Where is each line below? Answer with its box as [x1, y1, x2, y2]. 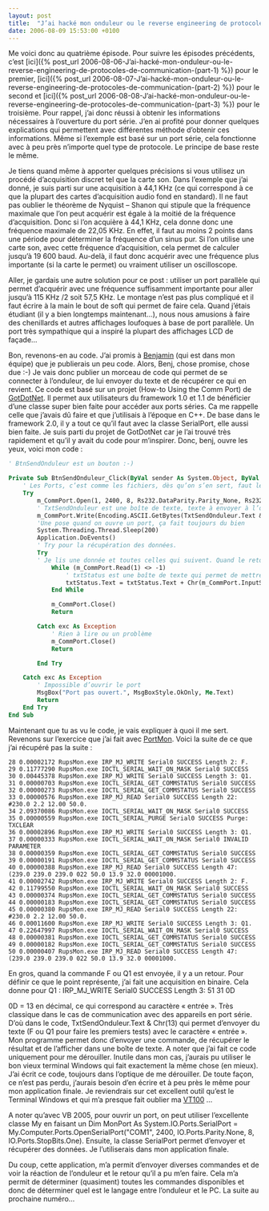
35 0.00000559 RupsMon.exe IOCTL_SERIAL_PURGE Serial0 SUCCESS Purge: [8, 814, 249, 822]
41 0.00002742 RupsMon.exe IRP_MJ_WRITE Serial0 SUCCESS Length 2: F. [8, 877, 249, 886]
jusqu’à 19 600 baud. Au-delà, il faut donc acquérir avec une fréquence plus [8, 252, 259, 261]
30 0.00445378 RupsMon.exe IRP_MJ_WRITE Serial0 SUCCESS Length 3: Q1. [8, 772, 252, 780]
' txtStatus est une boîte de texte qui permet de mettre [65, 571, 263, 579]
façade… [8, 335, 38, 345]
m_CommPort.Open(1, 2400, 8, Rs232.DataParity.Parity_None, [37, 496, 242, 505]
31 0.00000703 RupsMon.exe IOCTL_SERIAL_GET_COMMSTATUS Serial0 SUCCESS [8, 779, 256, 787]
